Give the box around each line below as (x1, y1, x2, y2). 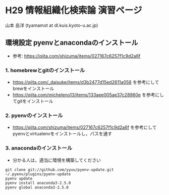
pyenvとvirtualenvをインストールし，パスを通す (12, 131, 112, 137)
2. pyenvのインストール (5, 112, 63, 119)
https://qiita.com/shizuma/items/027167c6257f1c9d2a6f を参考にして (12, 124, 157, 130)
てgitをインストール (12, 98, 54, 104)
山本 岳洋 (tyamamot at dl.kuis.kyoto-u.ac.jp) (5, 22, 98, 28)
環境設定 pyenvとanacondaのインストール (5, 38, 138, 47)
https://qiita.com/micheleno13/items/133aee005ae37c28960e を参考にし (12, 92, 164, 98)
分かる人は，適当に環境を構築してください (12, 157, 101, 163)
